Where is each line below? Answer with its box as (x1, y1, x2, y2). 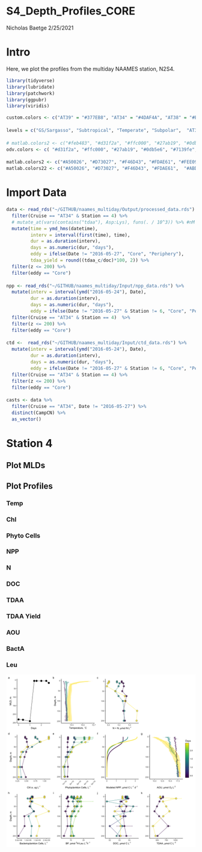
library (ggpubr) (6, 96, 47, 103)
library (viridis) (6, 103, 50, 109)
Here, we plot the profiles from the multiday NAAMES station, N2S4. (6, 65, 175, 72)
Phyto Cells (6, 531, 41, 540)
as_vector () (11, 416, 42, 422)
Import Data (6, 186, 67, 199)
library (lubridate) (6, 84, 55, 90)
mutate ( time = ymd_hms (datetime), (11, 225, 98, 231)
